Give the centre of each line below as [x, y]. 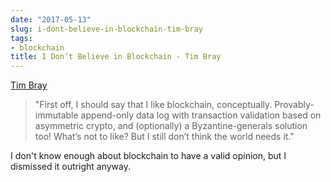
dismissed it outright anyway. [70, 167]
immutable [56, 115]
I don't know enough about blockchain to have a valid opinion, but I [148, 156]
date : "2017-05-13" [51, 19]
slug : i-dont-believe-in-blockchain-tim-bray [106, 29]
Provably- [294, 105]
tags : [21, 38]
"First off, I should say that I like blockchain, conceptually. [153, 105]
